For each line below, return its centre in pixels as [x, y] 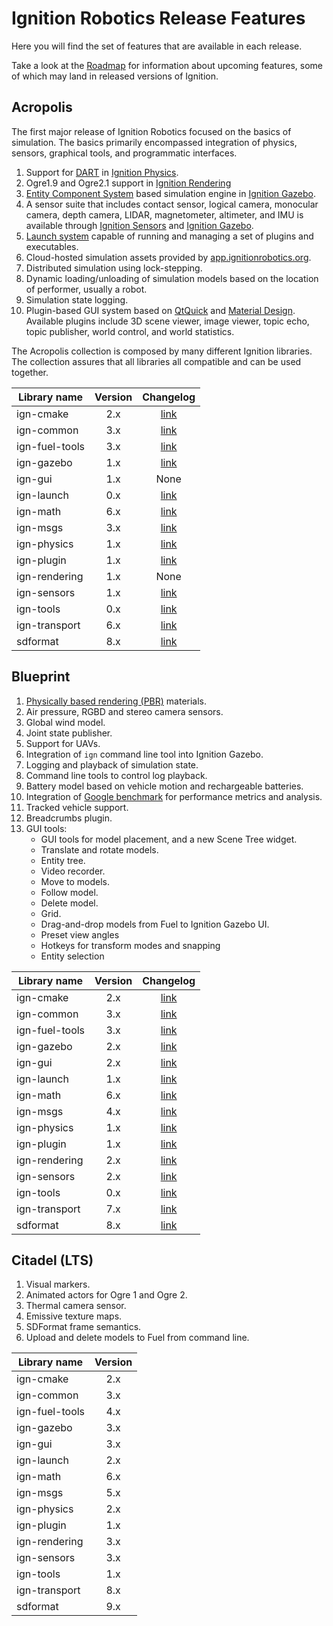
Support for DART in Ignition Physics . [102, 172]
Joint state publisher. [69, 733]
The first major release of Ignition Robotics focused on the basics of [151, 131]
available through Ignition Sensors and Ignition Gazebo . [139, 225]
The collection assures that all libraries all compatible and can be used [156, 361]
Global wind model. [65, 722]
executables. [52, 246]
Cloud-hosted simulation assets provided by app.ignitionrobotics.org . [168, 257]
